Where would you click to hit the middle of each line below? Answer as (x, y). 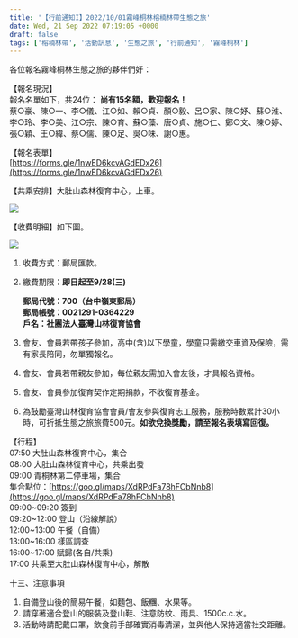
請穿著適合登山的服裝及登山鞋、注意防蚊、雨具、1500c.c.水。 (137, 614)
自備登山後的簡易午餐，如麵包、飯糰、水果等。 (109, 602)
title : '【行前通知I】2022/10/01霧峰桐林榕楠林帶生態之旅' (110, 18)
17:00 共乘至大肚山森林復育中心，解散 (80, 564)
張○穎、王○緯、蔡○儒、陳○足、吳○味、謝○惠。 (102, 134)
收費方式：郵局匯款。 (62, 263)
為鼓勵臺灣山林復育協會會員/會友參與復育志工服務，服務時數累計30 (147, 411)
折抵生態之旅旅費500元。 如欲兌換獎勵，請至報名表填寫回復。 (160, 423)
